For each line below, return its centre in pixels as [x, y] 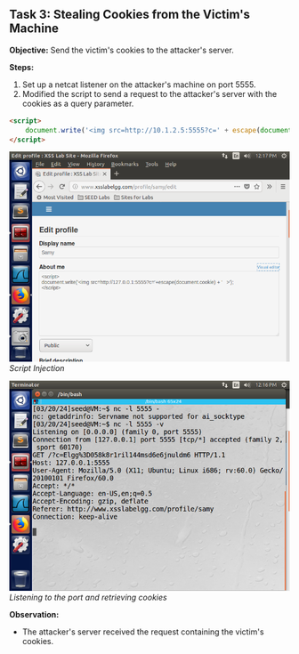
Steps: [21, 67]
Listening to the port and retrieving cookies [88, 597]
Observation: [34, 615]
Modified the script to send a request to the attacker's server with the [149, 93]
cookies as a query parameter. [78, 103]
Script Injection [37, 368]
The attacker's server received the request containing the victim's [143, 632]
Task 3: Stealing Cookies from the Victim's [130, 15]
